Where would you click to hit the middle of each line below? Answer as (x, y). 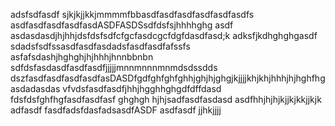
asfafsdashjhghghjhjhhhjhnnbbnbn (82, 57)
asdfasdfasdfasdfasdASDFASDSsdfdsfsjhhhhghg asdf (122, 25)
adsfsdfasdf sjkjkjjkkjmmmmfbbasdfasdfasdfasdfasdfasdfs (132, 14)
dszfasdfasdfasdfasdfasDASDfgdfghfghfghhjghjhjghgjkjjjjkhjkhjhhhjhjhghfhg (168, 78)
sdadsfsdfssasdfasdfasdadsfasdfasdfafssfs (100, 46)
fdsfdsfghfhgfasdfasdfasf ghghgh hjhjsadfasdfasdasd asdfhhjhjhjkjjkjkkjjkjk (166, 99)
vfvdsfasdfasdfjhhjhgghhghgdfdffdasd (142, 88)
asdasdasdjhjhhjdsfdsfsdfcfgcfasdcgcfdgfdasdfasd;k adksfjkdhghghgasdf (164, 35)
